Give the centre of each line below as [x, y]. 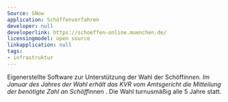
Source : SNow [26, 13]
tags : [15, 52]
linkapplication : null [39, 45]
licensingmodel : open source [49, 39]
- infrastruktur [30, 58]
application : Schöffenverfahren [53, 20]
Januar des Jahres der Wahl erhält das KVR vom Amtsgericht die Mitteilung [114, 84]
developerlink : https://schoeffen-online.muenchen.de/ [87, 32]
